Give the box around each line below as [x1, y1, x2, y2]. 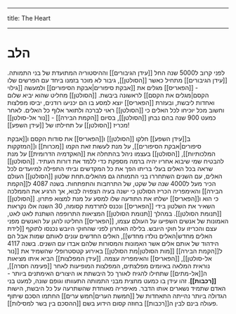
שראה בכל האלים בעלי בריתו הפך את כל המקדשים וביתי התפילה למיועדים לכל [7, 164, 214, 172]
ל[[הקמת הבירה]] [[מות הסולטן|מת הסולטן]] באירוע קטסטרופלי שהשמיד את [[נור [7, 246, 223, 255]
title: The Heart [7, 14, 51, 22]
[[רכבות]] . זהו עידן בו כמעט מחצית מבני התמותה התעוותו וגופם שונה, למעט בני [7, 276, 216, 285]
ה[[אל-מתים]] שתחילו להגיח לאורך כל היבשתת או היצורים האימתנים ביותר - [7, 269, 207, 277]
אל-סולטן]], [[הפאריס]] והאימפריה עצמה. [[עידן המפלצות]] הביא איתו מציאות [7, 254, 212, 263]
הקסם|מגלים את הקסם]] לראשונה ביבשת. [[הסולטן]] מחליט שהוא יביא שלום [7, 91, 209, 99]
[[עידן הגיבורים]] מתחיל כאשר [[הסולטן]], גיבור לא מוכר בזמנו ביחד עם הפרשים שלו [7, 75, 228, 84]
